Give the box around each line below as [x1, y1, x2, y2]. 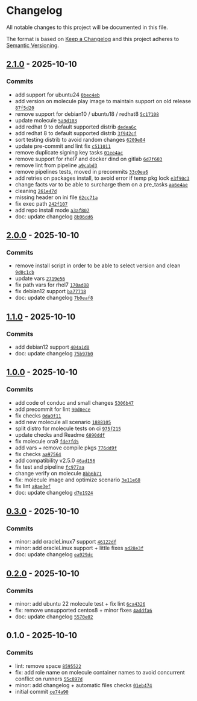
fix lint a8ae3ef [14, 482, 51, 489]
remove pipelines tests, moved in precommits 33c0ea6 [14, 168, 149, 175]
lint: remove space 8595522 [14, 662, 81, 670]
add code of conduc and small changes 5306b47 [14, 399, 134, 406]
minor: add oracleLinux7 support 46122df [14, 538, 117, 545]
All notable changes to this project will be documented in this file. [6, 24, 169, 31]
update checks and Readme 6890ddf [14, 431, 105, 438]
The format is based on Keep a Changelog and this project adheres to [6, 35, 180, 42]
